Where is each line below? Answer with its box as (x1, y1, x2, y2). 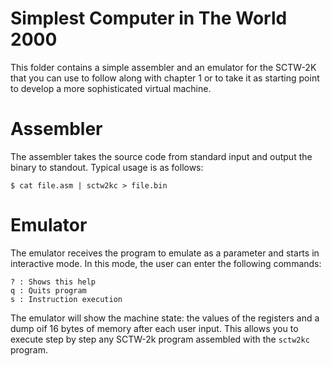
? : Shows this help (10, 277, 97, 287)
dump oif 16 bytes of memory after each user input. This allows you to (10, 322, 299, 334)
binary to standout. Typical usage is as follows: (10, 161, 204, 173)
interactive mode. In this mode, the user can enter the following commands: (10, 257, 322, 269)
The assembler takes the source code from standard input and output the (10, 150, 313, 162)
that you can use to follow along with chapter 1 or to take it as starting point (10, 72, 320, 84)
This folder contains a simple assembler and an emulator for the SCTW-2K (10, 61, 317, 73)
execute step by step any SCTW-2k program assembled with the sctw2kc (10, 333, 310, 345)
